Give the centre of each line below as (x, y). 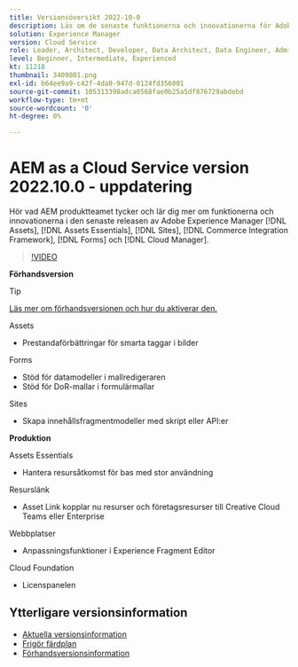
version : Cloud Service (53, 42)
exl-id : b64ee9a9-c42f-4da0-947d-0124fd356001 (97, 83)
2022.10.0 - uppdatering (101, 187)
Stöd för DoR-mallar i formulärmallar (88, 387)
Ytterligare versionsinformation (98, 613)
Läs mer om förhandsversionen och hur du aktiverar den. (114, 309)
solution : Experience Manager (65, 34)
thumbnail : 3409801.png (53, 75)
